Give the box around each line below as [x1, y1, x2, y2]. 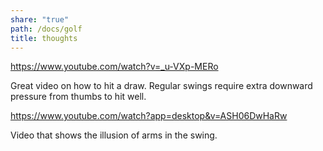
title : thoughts [10, 33, 78, 43]
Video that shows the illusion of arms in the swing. [10, 129, 218, 141]
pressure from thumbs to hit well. [10, 91, 147, 103]
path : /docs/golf [10, 24, 83, 34]
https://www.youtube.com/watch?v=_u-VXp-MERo [10, 61, 219, 73]
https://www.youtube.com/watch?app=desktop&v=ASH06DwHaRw [10, 110, 288, 122]
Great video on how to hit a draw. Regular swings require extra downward [10, 80, 313, 92]
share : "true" [10, 14, 70, 25]
